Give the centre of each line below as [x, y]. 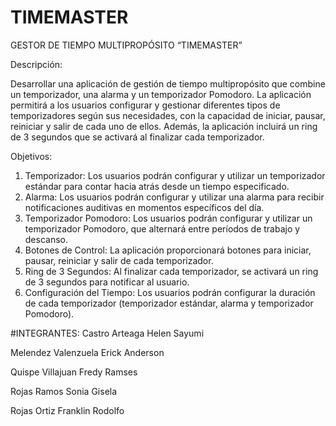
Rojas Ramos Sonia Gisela [64, 391]
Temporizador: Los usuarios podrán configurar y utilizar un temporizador [175, 175]
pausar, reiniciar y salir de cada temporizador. [119, 260]
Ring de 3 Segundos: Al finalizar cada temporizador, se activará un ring [171, 271]
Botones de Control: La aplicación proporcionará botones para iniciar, [168, 250]
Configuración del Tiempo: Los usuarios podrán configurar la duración [170, 292]
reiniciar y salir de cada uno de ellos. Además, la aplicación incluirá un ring [164, 126]
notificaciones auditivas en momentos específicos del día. [144, 207]
